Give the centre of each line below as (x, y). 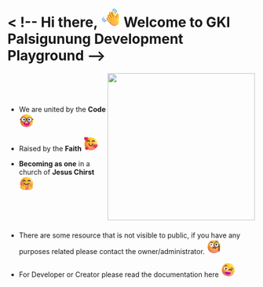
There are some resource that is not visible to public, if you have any (130, 235)
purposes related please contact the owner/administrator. (111, 251)
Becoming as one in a (55, 163)
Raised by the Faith (50, 148)
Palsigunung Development (95, 39)
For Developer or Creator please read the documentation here (119, 274)
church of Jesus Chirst (57, 172)
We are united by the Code (62, 109)
